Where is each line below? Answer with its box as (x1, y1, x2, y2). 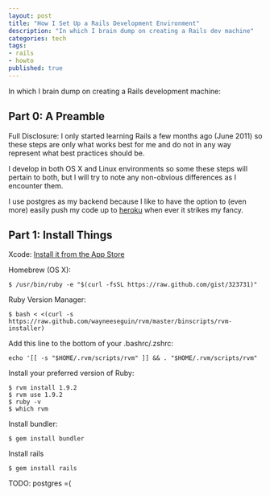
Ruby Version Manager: (8, 295, 86, 304)
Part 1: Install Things (8, 228, 113, 242)
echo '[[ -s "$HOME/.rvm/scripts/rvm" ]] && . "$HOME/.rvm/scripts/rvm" (8, 354, 258, 362)
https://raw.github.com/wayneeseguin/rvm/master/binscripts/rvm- (8, 317, 232, 326)
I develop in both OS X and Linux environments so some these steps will (8, 163, 248, 173)
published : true (8, 64, 63, 72)
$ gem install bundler (8, 435, 85, 443)
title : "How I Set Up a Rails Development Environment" (8, 19, 200, 27)
